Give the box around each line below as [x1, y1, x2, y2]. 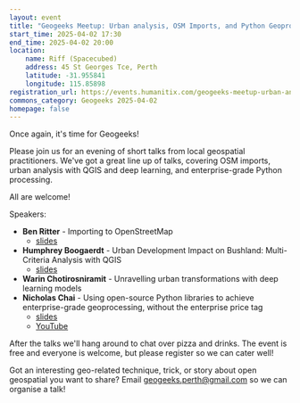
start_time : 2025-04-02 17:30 [9, 29, 122, 38]
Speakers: [9, 209, 46, 219]
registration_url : [9, 87, 78, 96]
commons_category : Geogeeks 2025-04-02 [9, 95, 158, 105]
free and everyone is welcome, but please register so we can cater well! [9, 348, 274, 358]
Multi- [264, 245, 287, 256]
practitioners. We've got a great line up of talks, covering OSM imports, [9, 155, 271, 166]
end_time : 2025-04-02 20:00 [9, 37, 114, 47]
